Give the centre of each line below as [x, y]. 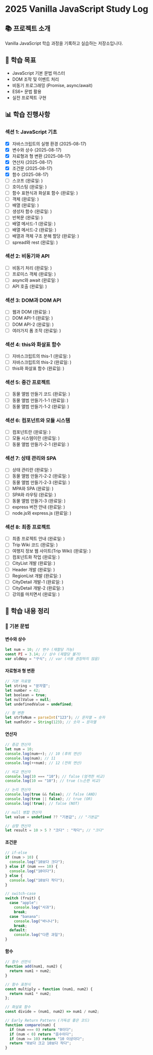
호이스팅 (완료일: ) [30, 187]
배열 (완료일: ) [25, 205]
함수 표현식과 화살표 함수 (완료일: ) [45, 193]
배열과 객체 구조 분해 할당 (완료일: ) [45, 236]
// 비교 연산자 [18, 772]
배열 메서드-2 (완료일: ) [34, 230]
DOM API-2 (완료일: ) [33, 324]
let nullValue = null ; [28, 700]
